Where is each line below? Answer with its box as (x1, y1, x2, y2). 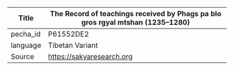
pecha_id (10, 29, 41, 39)
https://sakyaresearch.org (47, 52, 133, 61)
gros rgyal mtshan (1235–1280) (81, 17, 190, 27)
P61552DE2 (47, 29, 89, 39)
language (10, 41, 42, 50)
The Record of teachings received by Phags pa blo (49, 9, 221, 18)
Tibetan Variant (47, 41, 99, 50)
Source (10, 52, 35, 61)
